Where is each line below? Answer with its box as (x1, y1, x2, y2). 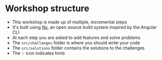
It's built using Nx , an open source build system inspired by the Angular (12, 24, 157, 30)
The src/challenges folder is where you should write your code (12, 40, 140, 45)
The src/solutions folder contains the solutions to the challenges (12, 45, 145, 51)
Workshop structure (5, 3, 89, 14)
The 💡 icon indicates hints (12, 50, 65, 56)
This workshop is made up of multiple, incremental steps (12, 19, 127, 25)
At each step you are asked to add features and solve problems (12, 35, 141, 40)
